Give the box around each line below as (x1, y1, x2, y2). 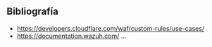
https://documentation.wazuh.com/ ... (16, 32, 127, 40)
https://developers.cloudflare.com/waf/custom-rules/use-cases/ (16, 24, 205, 32)
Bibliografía (6, 6, 59, 18)
